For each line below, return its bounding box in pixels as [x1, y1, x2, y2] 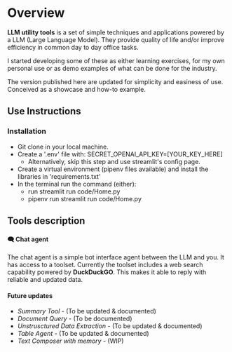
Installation [7, 126, 47, 136]
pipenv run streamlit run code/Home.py [27, 194, 142, 203]
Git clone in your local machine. [17, 142, 109, 151]
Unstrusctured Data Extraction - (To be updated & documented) [17, 322, 203, 330]
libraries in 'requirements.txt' [17, 172, 101, 180]
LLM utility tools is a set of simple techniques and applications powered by [7, 28, 224, 36]
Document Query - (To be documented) [17, 314, 132, 323]
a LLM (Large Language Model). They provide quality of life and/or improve [7, 35, 225, 43]
